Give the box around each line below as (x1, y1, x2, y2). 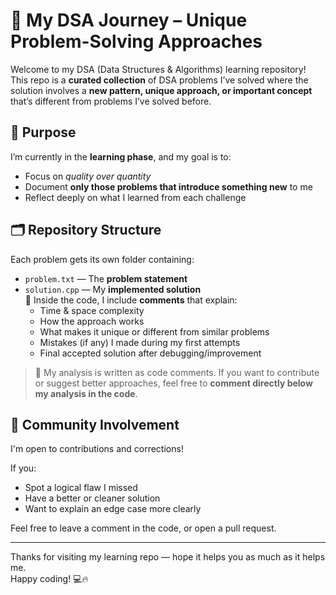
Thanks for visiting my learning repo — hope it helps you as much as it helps (10, 551, 326, 563)
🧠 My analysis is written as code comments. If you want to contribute (34, 366, 320, 378)
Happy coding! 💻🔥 (10, 573, 89, 585)
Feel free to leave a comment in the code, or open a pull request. (10, 522, 277, 534)
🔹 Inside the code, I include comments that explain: (24, 294, 238, 306)
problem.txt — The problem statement (24, 272, 188, 284)
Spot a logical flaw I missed (24, 482, 138, 494)
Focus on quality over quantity (24, 170, 152, 182)
